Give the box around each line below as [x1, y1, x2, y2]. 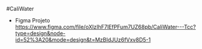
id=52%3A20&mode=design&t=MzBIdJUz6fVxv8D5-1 [15, 36, 151, 43]
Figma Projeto [15, 17, 50, 24]
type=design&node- [15, 30, 66, 37]
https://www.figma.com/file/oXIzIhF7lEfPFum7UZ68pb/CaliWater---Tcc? [15, 24, 196, 30]
